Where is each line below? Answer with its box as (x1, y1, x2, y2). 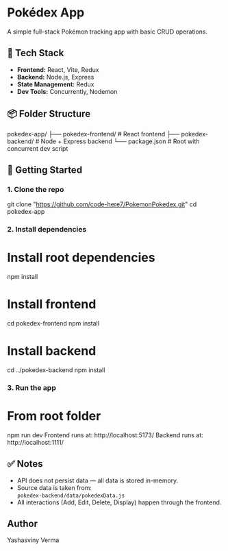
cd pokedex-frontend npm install (7, 319, 99, 328)
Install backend (7, 343, 97, 359)
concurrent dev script (7, 144, 68, 152)
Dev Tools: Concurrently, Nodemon (16, 87, 118, 95)
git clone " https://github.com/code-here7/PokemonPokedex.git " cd (7, 200, 197, 208)
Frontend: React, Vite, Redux (16, 65, 99, 73)
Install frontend (7, 297, 97, 313)
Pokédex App (7, 5, 85, 21)
